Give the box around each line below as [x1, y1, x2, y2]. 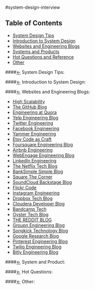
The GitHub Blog [12, 104, 47, 110]
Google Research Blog [12, 233, 59, 239]
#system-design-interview [5, 5, 60, 10]
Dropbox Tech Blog [12, 195, 53, 201]
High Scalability [12, 98, 45, 104]
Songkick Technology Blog [12, 227, 68, 233]
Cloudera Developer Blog [12, 200, 65, 207]
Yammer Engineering [12, 131, 56, 137]
